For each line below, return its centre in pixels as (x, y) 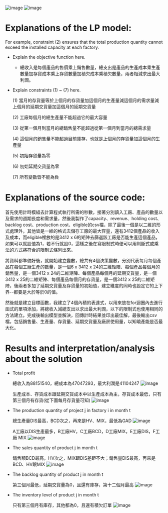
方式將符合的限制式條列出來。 (44, 250)
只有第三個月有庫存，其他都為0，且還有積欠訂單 (62, 505)
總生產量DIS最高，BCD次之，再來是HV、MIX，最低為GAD (72, 421)
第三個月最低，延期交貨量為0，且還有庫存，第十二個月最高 (73, 484)
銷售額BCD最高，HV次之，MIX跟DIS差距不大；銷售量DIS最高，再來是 (84, 458)
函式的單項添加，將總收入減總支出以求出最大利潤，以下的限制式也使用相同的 (84, 309)
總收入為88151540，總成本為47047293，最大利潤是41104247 (76, 383)
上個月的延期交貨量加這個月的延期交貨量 (54, 107)
